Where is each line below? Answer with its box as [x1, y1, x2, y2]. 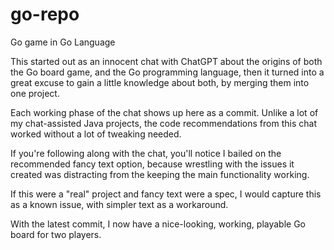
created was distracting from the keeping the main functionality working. [10, 168, 310, 180]
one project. [10, 87, 60, 99]
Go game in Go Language [10, 36, 116, 48]
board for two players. [10, 228, 102, 240]
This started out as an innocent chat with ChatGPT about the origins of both [10, 55, 323, 67]
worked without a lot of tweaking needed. [10, 128, 182, 140]
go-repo [10, 3, 80, 26]
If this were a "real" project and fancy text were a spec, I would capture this [10, 188, 322, 200]
